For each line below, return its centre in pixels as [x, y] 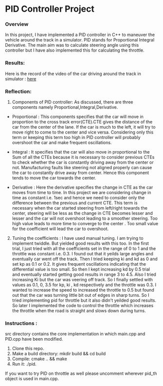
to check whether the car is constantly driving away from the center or [83, 162]
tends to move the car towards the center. [54, 178]
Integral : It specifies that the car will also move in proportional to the [81, 152]
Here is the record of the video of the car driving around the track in [73, 74]
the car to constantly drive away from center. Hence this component [81, 173]
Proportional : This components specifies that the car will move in [78, 117]
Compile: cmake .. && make [39, 359]
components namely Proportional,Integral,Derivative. [65, 107]
